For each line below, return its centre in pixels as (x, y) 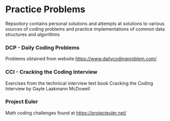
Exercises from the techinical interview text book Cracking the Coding (79, 83)
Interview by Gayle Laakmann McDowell (48, 88)
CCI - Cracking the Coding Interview (51, 72)
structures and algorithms (33, 34)
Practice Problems (45, 9)
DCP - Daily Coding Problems (42, 47)
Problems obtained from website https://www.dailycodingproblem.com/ (81, 59)
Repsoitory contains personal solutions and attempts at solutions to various (85, 23)
